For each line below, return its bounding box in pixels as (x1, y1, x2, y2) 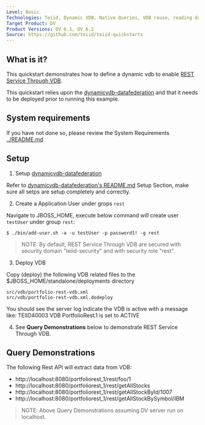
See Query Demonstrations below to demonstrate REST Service (15, 323, 178, 330)
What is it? (6, 54, 48, 65)
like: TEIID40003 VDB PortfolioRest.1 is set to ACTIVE (6, 311, 140, 319)
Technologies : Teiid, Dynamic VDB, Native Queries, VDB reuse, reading (6, 15, 192, 21)
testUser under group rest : (6, 218, 75, 225)
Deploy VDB (15, 259, 46, 266)
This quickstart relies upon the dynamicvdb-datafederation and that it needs (6, 89, 198, 96)
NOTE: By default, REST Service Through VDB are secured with (21, 241, 181, 248)
